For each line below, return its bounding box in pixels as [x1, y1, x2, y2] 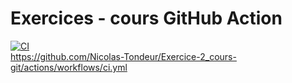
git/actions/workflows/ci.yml [10, 61, 128, 73]
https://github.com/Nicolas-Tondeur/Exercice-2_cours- [10, 50, 237, 62]
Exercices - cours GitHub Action [10, 7, 283, 30]
